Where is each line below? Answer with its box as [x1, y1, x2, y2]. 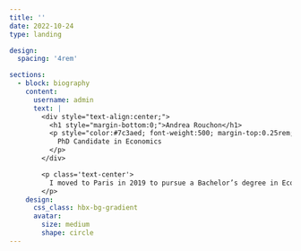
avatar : [32, 212, 63, 221]
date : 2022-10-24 [9, 22, 74, 30]
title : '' [9, 13, 47, 22]
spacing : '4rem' [17, 55, 78, 64]
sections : [9, 71, 47, 80]
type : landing [9, 30, 63, 39]
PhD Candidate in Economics [56, 137, 163, 146]
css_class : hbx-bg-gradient [32, 203, 139, 212]
